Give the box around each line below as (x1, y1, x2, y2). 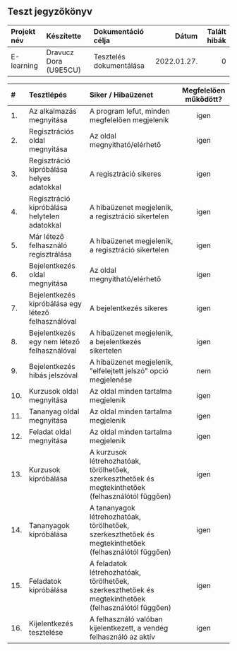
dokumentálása (93, 60, 145, 70)
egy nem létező (29, 336, 80, 346)
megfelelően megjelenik (89, 115, 169, 124)
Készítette (46, 31, 82, 41)
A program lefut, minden (89, 106, 171, 116)
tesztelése (29, 627, 63, 637)
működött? (185, 94, 222, 104)
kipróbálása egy (29, 298, 83, 308)
